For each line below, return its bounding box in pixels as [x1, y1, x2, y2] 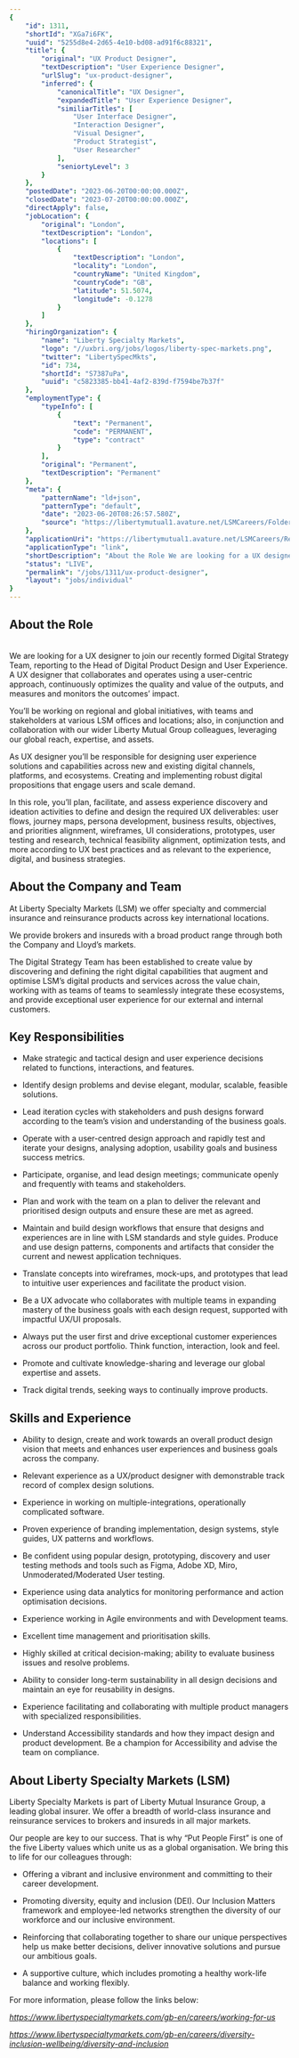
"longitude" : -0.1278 [72, 295, 153, 304]
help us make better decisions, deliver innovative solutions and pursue [21, 1941, 281, 1952]
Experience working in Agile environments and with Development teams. [21, 1614, 289, 1624]
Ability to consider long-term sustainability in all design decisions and [21, 1675, 278, 1686]
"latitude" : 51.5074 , [72, 286, 153, 295]
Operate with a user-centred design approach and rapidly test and [21, 1133, 265, 1144]
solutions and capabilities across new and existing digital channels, [9, 761, 255, 771]
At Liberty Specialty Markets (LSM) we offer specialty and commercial [9, 903, 267, 914]
